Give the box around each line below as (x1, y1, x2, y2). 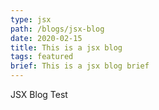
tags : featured (10, 52, 74, 62)
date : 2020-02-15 (10, 33, 83, 43)
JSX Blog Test (10, 89, 68, 100)
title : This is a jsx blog (10, 42, 123, 53)
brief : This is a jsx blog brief (10, 61, 150, 71)
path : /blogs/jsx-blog (10, 24, 105, 34)
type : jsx (10, 14, 52, 25)
